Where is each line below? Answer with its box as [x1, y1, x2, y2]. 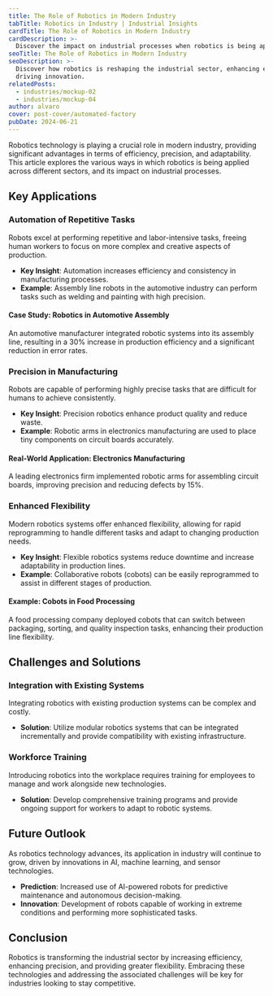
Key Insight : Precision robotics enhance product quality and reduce [19, 408, 248, 419]
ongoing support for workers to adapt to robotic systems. [19, 803, 213, 813]
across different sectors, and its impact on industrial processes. [8, 166, 222, 176]
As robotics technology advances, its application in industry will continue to [8, 848, 262, 858]
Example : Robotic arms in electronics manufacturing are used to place [19, 426, 257, 436]
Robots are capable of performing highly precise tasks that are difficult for [8, 384, 257, 395]
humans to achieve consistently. [8, 393, 116, 403]
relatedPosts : [8, 80, 57, 88]
